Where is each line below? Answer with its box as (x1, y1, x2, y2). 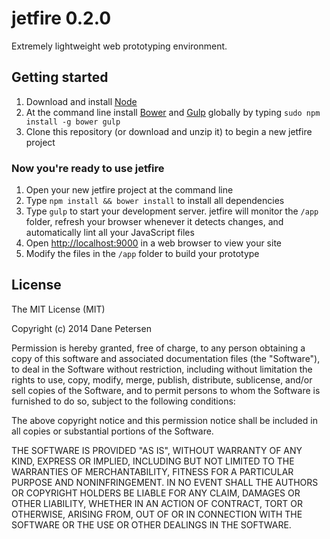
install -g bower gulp (25, 117, 121, 127)
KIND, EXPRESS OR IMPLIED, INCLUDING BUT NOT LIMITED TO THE (11, 455, 295, 467)
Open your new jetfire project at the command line (25, 184, 234, 196)
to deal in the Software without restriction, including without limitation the (11, 363, 313, 375)
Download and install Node (25, 95, 138, 107)
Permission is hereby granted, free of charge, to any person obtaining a (11, 342, 306, 354)
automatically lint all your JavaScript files (25, 227, 195, 239)
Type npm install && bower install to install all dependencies (25, 195, 285, 207)
